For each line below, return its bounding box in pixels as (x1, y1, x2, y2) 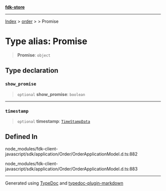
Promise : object (17, 52, 51, 58)
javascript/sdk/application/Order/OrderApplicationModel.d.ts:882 (5, 151, 138, 157)
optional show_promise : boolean (17, 91, 85, 97)
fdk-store (5, 4, 25, 10)
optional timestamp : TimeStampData (17, 118, 90, 124)
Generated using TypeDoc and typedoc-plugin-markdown (5, 180, 124, 186)
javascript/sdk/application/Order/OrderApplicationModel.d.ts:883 (5, 166, 138, 172)
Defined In (5, 133, 38, 141)
